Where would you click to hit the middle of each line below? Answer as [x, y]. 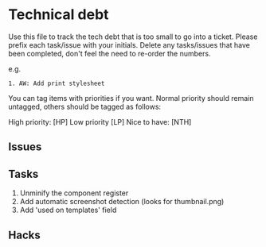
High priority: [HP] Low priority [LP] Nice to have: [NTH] [100, 122]
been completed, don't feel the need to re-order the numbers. [110, 53]
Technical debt [59, 15]
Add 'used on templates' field [68, 210]
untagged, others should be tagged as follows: [85, 106]
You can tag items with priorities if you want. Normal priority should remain [131, 98]
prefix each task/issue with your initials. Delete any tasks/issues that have [129, 44]
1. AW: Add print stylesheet [57, 83]
